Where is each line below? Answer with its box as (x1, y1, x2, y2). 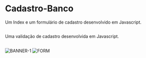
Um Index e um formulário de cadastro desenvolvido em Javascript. (5, 19, 142, 25)
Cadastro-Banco (5, 3, 74, 14)
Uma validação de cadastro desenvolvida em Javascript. (5, 33, 119, 39)
